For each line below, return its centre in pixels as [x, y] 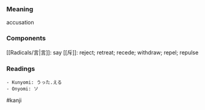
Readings [21, 68]
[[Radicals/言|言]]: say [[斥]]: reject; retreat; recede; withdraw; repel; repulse [102, 52]
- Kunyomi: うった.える [34, 82]
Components [26, 38]
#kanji [14, 100]
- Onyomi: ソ [22, 89]
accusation [20, 23]
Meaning [20, 9]
